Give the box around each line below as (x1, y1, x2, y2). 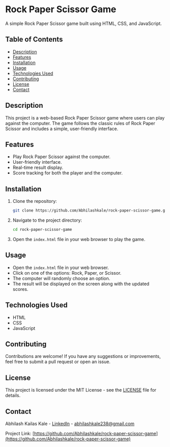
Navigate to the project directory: (12, 217, 82, 223)
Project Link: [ (5, 431, 35, 436)
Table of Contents (5, 35, 63, 44)
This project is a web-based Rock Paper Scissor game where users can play (5, 114, 165, 121)
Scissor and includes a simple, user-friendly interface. (5, 126, 118, 132)
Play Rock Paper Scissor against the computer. (12, 154, 111, 160)
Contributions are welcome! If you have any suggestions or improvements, (5, 353, 161, 360)
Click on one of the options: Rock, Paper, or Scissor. (12, 270, 122, 276)
